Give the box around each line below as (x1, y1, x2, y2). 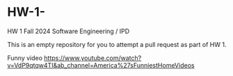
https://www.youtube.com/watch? (44, 53, 142, 62)
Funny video (7, 53, 43, 62)
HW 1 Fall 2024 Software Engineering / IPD (7, 27, 130, 35)
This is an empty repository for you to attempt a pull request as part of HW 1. (7, 40, 227, 48)
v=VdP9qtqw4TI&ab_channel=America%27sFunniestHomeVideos (7, 61, 195, 69)
